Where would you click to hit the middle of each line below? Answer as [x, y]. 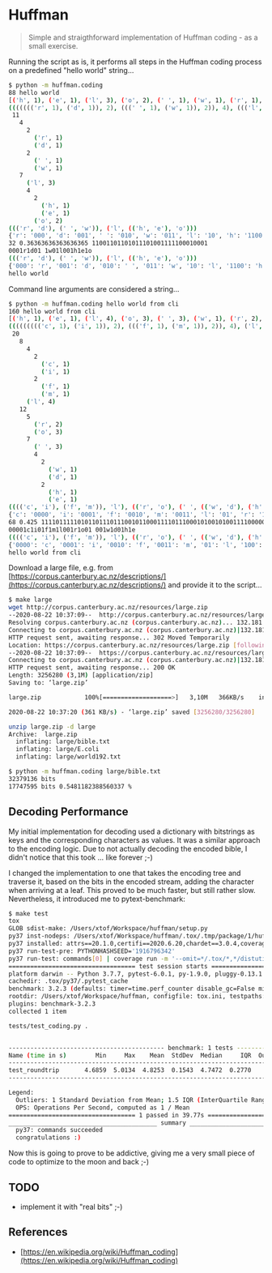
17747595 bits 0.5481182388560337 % [70, 786]
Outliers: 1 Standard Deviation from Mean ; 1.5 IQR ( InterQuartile [132, 1100]
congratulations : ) [49, 1138]
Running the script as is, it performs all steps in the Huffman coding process [135, 62]
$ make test [28, 913]
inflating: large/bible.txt [63, 742]
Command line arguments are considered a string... [94, 288]
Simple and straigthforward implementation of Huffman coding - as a [143, 37]
